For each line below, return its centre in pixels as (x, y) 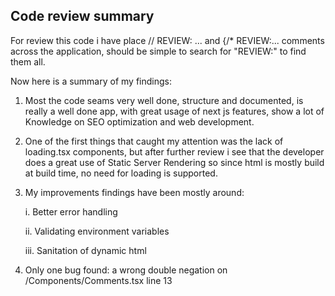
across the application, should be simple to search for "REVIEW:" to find (158, 51)
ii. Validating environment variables (97, 231)
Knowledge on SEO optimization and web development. (139, 121)
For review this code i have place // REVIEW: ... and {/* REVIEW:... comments (167, 40)
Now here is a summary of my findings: (91, 81)
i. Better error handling (71, 211)
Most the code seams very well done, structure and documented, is (164, 100)
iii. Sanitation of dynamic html (85, 250)
